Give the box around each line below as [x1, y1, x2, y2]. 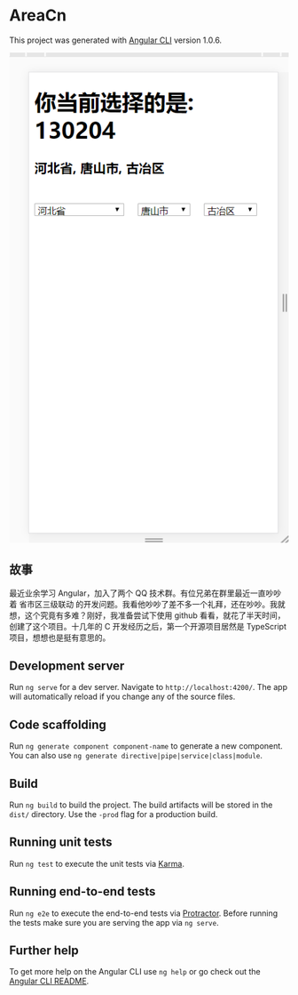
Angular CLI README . [9, 975, 90, 987]
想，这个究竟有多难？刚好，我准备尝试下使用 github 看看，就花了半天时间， [9, 610, 286, 621]
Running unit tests [9, 835, 113, 850]
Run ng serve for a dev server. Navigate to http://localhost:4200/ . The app [9, 682, 288, 693]
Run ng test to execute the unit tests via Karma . [9, 858, 184, 869]
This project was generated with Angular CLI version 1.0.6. [9, 35, 223, 45]
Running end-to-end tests [9, 884, 156, 899]
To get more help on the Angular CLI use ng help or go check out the [9, 967, 261, 977]
